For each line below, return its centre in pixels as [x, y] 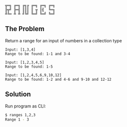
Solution [18, 94]
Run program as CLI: [25, 106]
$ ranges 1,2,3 [20, 115]
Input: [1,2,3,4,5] [25, 62]
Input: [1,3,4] [20, 50]
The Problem [25, 29]
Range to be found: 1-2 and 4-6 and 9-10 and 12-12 [58, 79]
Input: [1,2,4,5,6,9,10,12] [33, 75]
